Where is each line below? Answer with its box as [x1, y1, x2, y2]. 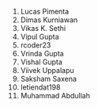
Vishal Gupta [20, 57, 62, 67]
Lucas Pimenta [20, 7, 70, 16]
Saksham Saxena [20, 75, 77, 83]
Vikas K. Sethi [20, 24, 66, 32]
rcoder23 [20, 40, 51, 50]
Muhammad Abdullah [20, 91, 90, 100]
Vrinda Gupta [20, 49, 64, 58]
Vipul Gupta [20, 32, 59, 41]
